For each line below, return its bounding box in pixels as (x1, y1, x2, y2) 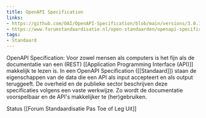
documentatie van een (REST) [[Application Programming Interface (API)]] (6, 61, 194, 68)
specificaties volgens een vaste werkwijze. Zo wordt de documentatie (6, 87, 183, 94)
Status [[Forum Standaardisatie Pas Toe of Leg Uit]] (6, 105, 137, 112)
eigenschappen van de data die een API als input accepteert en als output (6, 74, 193, 81)
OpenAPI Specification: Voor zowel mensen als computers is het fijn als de (6, 54, 195, 61)
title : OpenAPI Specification (6, 9, 84, 15)
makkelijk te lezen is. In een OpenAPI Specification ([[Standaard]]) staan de (6, 67, 197, 74)
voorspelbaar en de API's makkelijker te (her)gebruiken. (6, 93, 147, 100)
